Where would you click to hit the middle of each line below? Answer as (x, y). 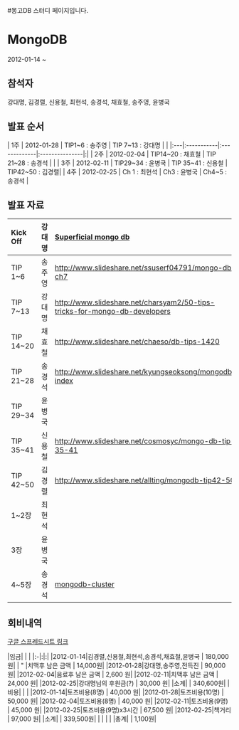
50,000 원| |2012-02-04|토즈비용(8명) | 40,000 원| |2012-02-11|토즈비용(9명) (118, 701)
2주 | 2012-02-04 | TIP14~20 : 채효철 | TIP (155, 154)
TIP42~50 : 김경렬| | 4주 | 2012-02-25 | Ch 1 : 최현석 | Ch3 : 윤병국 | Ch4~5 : (117, 171)
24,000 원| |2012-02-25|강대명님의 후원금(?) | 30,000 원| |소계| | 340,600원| (117, 683)
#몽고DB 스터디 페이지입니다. (48, 10)
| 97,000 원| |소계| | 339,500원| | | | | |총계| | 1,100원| (82, 719)
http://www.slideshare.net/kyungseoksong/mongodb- (145, 372)
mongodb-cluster (85, 584)
